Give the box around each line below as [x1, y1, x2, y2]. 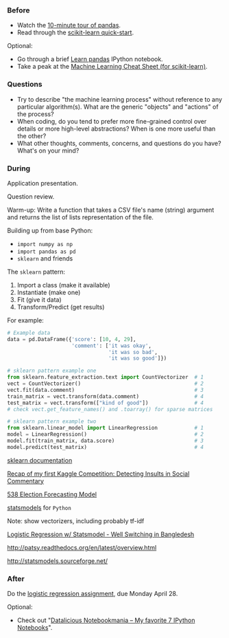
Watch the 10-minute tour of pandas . [16, 21, 121, 30]
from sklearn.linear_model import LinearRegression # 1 [7, 425, 204, 432]
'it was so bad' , [108, 349, 158, 355]
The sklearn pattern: [7, 267, 66, 276]
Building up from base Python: [7, 226, 93, 234]
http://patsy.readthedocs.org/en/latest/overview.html [7, 543, 157, 551]
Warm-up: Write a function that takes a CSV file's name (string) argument [7, 206, 215, 214]
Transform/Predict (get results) [16, 302, 105, 311]
